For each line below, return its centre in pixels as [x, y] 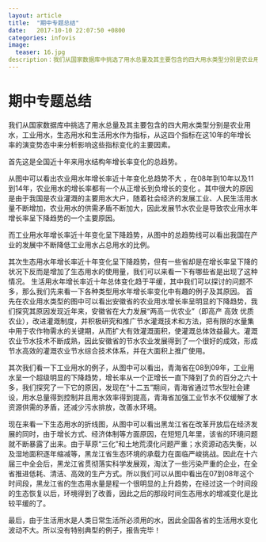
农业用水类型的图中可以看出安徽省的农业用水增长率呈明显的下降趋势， [136, 301]
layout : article [35, 15]
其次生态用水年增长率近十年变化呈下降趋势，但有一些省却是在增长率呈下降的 [133, 261]
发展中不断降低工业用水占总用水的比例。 [88, 244]
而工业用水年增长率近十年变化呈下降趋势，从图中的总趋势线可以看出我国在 [129, 235]
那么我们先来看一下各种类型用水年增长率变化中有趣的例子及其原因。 [133, 291]
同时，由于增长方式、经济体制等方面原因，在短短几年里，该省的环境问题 [140, 433]
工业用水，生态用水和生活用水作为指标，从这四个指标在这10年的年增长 [137, 135]
